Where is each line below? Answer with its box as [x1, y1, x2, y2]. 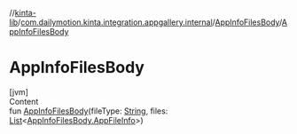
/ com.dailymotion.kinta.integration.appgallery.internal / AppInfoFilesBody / [17, 17, 282, 28]
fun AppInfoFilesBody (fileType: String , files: [9, 106, 168, 116]
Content [9, 96, 39, 106]
